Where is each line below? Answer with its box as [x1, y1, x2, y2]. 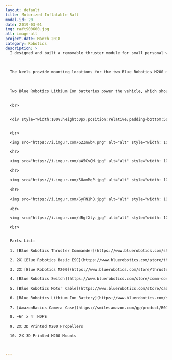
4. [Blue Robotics [10, 276, 50, 281]
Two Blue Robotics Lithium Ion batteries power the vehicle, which [10, 88, 157, 94]
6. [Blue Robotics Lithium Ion [10, 295, 77, 300]
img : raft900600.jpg [5, 27, 50, 32]
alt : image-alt [5, 31, 38, 36]
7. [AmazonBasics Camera [10, 305, 63, 310]
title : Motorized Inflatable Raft [5, 12, 79, 17]
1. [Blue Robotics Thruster [10, 248, 70, 253]
